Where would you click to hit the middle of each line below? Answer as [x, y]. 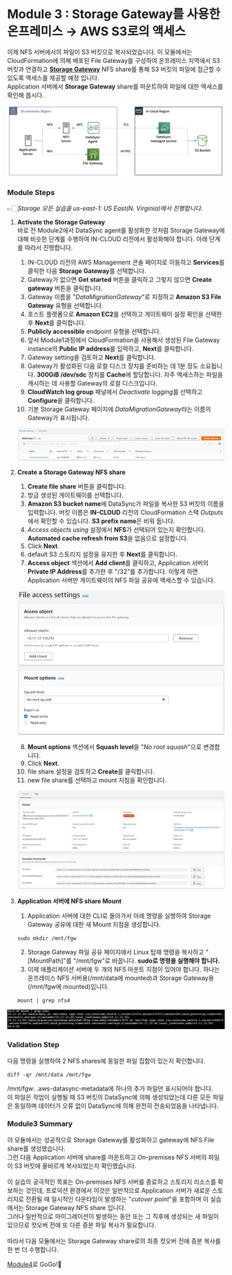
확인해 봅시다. [26, 95]
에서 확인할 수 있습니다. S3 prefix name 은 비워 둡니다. [101, 521]
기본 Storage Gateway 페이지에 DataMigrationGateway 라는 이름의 [119, 409]
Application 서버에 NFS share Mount [69, 901]
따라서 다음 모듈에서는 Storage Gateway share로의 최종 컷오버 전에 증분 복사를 [114, 1240]
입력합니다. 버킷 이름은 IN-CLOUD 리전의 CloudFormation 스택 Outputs [125, 512]
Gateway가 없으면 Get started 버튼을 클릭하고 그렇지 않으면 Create [120, 280]
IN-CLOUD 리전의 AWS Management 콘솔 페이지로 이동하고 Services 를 [126, 263]
